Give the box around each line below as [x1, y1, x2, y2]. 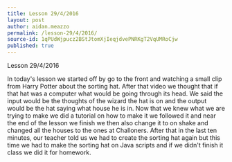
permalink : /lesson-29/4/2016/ [7, 29, 98, 37]
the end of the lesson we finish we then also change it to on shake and [7, 119, 209, 127]
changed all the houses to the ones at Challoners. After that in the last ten [7, 126, 217, 134]
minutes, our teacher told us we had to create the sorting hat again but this [7, 134, 220, 142]
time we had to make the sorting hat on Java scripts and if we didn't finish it [7, 141, 224, 149]
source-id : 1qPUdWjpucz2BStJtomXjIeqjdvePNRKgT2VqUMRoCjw [7, 36, 178, 43]
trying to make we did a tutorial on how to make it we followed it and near [7, 111, 216, 120]
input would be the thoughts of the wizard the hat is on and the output [7, 97, 207, 105]
